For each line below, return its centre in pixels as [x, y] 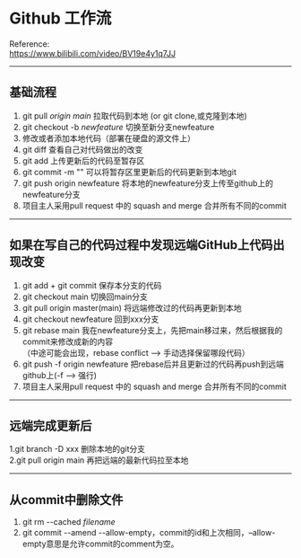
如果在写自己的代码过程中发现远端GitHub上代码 [141, 245]
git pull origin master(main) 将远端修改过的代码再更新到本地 [132, 307]
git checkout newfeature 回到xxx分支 [90, 319]
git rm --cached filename [69, 522]
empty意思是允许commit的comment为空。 [100, 544]
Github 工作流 [60, 18]
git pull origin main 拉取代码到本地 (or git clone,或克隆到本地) [135, 115]
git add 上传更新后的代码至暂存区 [83, 160]
